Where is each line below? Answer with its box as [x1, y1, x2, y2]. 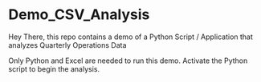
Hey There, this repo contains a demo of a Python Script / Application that [8, 32, 253, 41]
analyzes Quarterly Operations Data [8, 40, 127, 49]
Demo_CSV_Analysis [8, 6, 150, 24]
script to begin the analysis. [8, 64, 100, 73]
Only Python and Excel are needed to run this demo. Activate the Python [8, 56, 248, 65]
